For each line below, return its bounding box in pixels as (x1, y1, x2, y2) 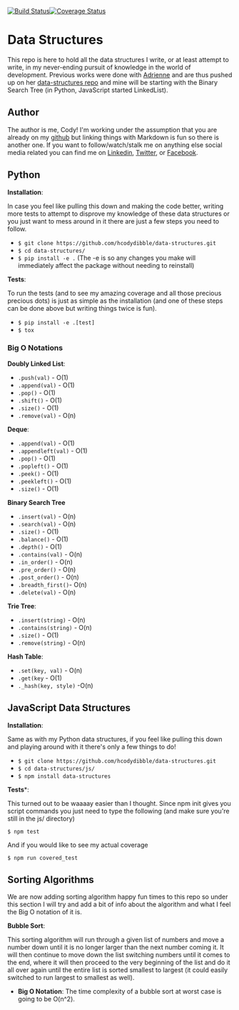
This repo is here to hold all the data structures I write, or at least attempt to (7, 55, 230, 64)
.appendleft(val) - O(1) (17, 446, 88, 455)
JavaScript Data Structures (7, 702, 131, 714)
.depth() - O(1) (17, 542, 63, 551)
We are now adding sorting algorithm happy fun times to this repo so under (7, 893, 228, 901)
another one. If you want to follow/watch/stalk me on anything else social (7, 140, 223, 149)
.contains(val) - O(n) (17, 550, 83, 559)
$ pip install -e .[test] (17, 319, 95, 326)
